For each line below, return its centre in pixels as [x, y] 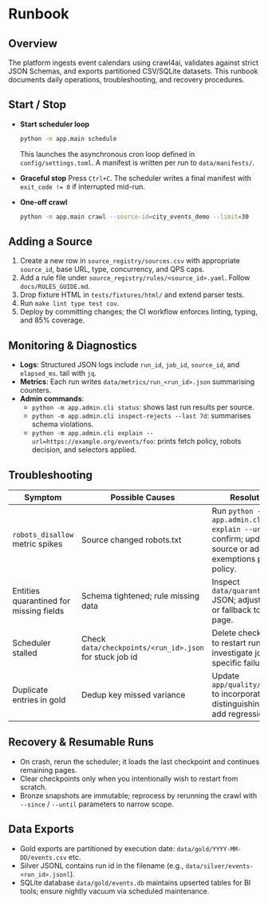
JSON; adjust [236, 600]
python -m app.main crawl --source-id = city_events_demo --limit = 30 [134, 217]
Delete [224, 633]
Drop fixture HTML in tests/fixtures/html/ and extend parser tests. [132, 295]
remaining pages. [48, 770]
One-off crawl [43, 202]
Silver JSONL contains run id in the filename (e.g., [102, 866]
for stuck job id [109, 657]
